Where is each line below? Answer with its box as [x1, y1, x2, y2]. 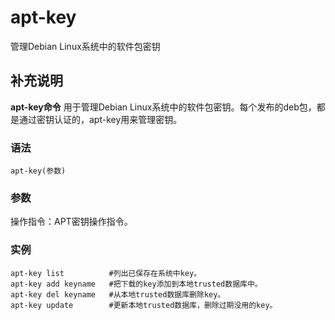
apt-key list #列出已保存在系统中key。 [10, 268, 202, 278]
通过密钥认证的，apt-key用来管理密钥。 [18, 113, 183, 125]
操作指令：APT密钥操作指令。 [10, 216, 133, 228]
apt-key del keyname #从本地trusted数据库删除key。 [10, 289, 226, 300]
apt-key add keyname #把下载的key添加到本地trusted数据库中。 [10, 279, 263, 289]
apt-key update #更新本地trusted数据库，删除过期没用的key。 [10, 300, 278, 310]
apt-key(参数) [10, 166, 67, 176]
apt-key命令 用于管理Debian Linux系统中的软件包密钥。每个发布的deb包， [10, 101, 317, 113]
